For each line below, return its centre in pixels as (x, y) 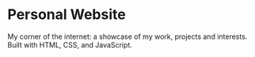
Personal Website (67, 15)
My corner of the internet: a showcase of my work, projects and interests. (127, 36)
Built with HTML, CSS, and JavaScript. (70, 44)
